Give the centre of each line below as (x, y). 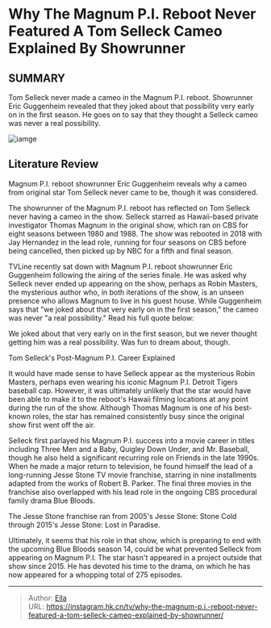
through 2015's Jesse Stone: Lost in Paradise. (84, 525)
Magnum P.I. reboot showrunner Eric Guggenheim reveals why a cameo (128, 183)
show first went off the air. (52, 425)
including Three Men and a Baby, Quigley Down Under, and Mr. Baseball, (129, 449)
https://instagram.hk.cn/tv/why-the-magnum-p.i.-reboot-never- (152, 606)
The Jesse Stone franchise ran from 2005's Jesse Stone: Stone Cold (123, 516)
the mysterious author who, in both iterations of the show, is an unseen (126, 292)
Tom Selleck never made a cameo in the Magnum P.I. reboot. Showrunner (131, 97)
